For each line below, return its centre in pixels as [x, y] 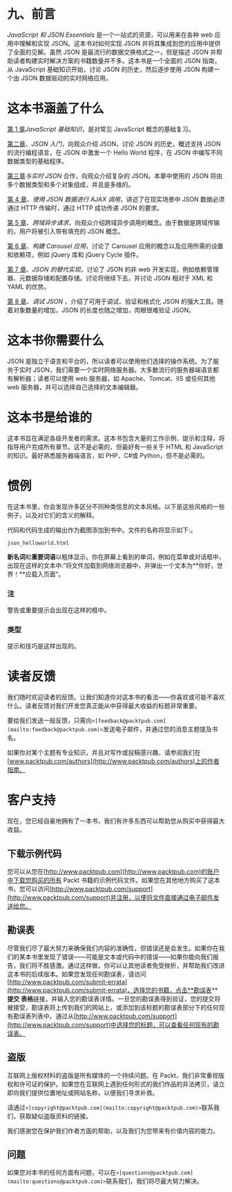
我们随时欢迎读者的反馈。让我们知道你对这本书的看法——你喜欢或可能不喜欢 [116, 697]
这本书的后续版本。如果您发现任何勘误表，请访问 [77, 974]
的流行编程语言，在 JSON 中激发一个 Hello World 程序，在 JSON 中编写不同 [115, 152]
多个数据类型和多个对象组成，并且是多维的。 [71, 184]
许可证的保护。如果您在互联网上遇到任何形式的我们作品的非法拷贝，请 [119, 1084]
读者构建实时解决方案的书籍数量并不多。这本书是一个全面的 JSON [107, 60]
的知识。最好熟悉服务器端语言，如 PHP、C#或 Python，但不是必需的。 [108, 455]
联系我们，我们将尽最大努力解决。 [155, 1181]
